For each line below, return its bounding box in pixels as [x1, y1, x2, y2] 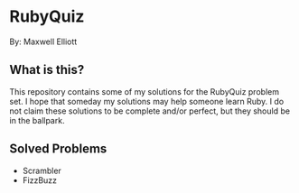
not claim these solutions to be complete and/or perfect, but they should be [9, 106, 291, 116]
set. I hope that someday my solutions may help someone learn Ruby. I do [9, 96, 285, 106]
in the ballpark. [9, 115, 65, 125]
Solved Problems [9, 142, 107, 157]
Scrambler [22, 165, 61, 176]
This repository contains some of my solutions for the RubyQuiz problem [9, 86, 280, 96]
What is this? [9, 62, 85, 78]
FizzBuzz [22, 174, 57, 186]
